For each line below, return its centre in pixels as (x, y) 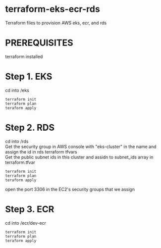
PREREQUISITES (39, 43)
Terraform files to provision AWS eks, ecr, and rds (56, 23)
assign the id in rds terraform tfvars (41, 151)
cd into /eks (17, 90)
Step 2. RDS (30, 128)
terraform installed (24, 56)
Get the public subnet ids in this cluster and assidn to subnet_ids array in (79, 157)
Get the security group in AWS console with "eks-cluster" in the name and (81, 147)
